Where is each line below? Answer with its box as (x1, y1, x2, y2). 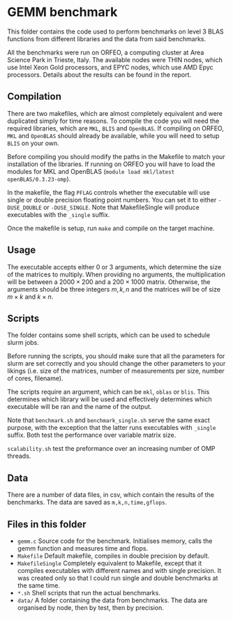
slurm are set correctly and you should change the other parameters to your (7, 359, 226, 368)
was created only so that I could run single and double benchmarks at (17, 574, 218, 582)
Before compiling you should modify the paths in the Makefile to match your (7, 152, 225, 161)
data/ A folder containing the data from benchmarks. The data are (17, 596, 208, 604)
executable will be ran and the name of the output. (7, 403, 152, 411)
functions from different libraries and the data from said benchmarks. (7, 34, 206, 43)
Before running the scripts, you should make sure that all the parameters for (7, 352, 225, 360)
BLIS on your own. (7, 139, 59, 147)
